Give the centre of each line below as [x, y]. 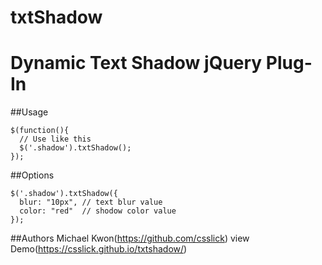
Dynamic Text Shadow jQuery [136, 63]
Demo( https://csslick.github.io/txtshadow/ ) [99, 249]
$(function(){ [40, 131]
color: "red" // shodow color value [98, 211]
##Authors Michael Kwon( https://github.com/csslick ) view [130, 238]
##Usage [29, 112]
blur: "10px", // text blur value [91, 202]
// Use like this [55, 139]
